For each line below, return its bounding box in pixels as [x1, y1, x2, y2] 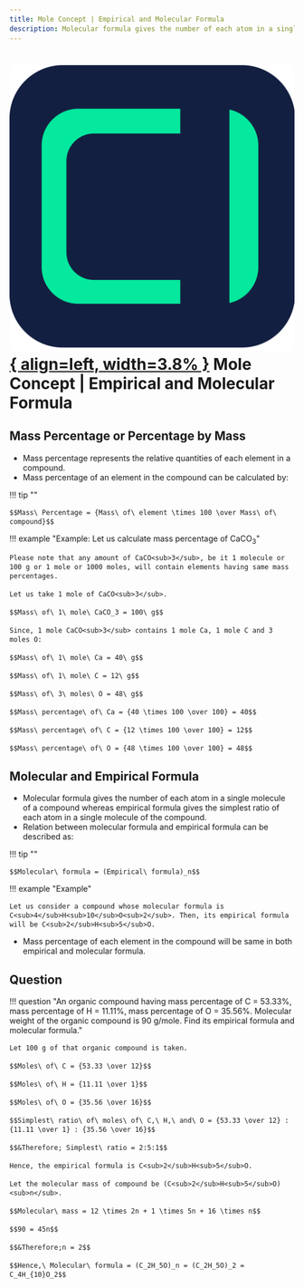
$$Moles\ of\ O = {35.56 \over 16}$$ [9, 1098, 152, 1107]
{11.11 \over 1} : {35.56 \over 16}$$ [9, 1125, 156, 1134]
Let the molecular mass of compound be [9, 1179, 160, 1188]
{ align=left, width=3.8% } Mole [9, 353, 252, 374]
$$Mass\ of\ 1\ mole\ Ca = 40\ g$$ [9, 654, 144, 663]
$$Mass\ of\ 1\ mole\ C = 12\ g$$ [9, 672, 140, 681]
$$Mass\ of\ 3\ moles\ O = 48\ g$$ [9, 690, 144, 699]
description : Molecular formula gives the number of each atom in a [9, 24, 273, 34]
